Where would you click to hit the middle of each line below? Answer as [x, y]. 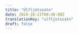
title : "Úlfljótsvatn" [29, 10]
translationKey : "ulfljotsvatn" [39, 19]
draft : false [19, 24]
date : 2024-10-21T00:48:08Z [35, 14]
